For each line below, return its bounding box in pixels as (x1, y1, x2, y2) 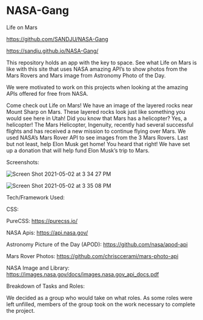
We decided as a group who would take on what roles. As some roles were (6, 294, 193, 301)
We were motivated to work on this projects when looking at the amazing (6, 83, 188, 91)
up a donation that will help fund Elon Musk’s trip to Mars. (6, 147, 150, 154)
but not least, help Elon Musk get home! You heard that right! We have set (6, 140, 190, 147)
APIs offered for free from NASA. (6, 90, 88, 97)
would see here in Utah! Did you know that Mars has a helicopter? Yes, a (6, 115, 187, 122)
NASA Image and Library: (6, 264, 70, 272)
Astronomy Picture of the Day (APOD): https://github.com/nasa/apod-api (6, 241, 188, 248)
